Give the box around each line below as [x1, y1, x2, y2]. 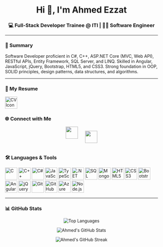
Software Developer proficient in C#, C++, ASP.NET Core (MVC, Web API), [5, 53, 154, 59]
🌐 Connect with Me [5, 115, 52, 122]
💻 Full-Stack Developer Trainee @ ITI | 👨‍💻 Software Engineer [8, 22, 155, 29]
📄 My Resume [5, 85, 38, 92]
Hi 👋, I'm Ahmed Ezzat [36, 4, 127, 16]
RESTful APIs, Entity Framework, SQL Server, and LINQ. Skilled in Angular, [5, 58, 153, 64]
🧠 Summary [5, 42, 33, 49]
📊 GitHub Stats [5, 205, 42, 212]
